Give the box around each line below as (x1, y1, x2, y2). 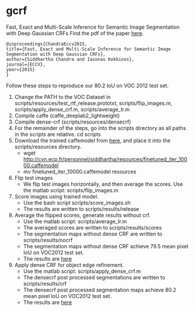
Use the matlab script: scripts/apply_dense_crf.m (23, 268, 141, 275)
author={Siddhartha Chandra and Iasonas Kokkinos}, (6, 56, 134, 62)
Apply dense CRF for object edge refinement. (14, 261, 124, 268)
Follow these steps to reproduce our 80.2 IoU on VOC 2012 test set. (6, 82, 169, 89)
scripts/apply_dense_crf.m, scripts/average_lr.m (14, 105, 130, 112)
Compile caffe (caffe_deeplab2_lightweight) (14, 112, 120, 119)
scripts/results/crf (23, 280, 67, 287)
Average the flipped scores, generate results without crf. (14, 211, 151, 218)
